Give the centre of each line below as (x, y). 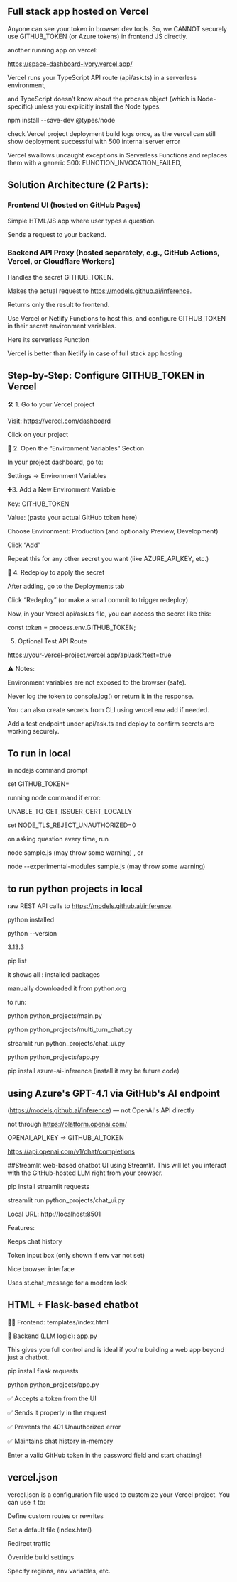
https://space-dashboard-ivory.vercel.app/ (70, 64)
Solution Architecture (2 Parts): (78, 185)
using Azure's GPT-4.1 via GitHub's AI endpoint (114, 1093)
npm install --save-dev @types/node (61, 120)
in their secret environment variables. (62, 326)
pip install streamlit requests (49, 1187)
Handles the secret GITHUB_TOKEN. (60, 277)
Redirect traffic (29, 1543)
